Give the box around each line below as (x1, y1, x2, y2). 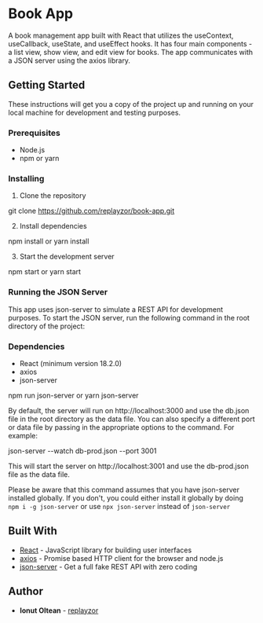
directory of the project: (8, 321, 85, 331)
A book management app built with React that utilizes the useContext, (8, 31, 234, 40)
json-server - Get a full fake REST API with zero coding (19, 562, 198, 571)
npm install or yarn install (8, 236, 89, 246)
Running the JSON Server (8, 287, 108, 298)
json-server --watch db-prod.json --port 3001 (8, 445, 157, 456)
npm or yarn (19, 154, 60, 163)
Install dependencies (19, 222, 88, 231)
